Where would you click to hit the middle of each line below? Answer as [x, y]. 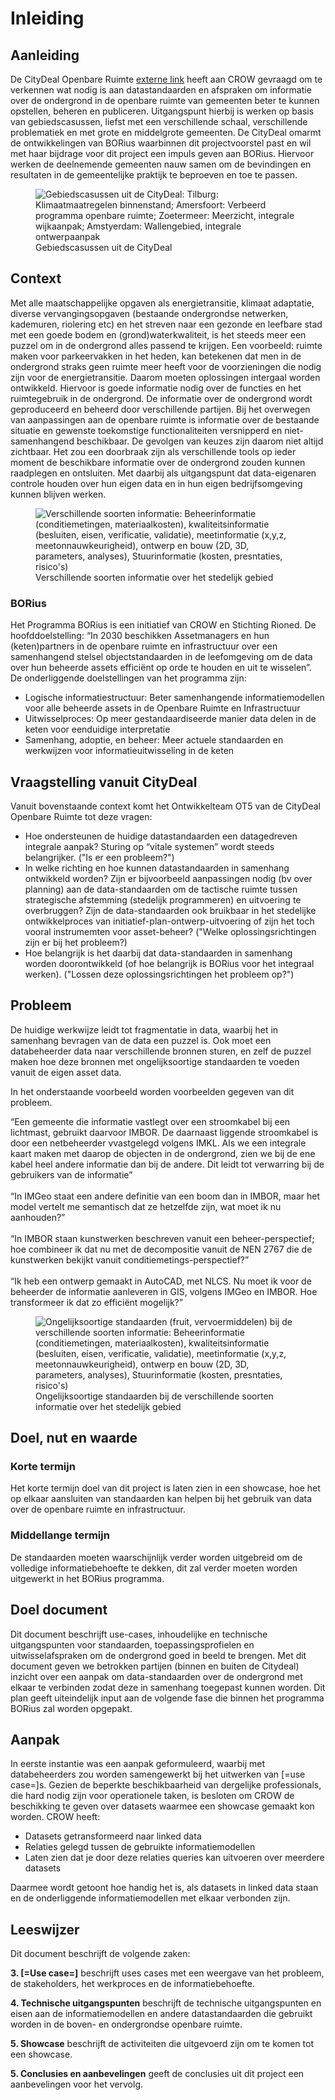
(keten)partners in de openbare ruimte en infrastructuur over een [144, 646]
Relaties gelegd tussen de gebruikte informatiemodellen [140, 1847]
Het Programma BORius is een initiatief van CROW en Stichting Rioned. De [163, 625]
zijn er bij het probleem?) [76, 942]
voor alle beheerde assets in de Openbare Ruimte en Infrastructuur [162, 708]
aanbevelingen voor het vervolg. [77, 2084]
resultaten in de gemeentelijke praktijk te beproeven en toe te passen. [154, 175]
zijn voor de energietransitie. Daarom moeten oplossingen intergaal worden [165, 377]
